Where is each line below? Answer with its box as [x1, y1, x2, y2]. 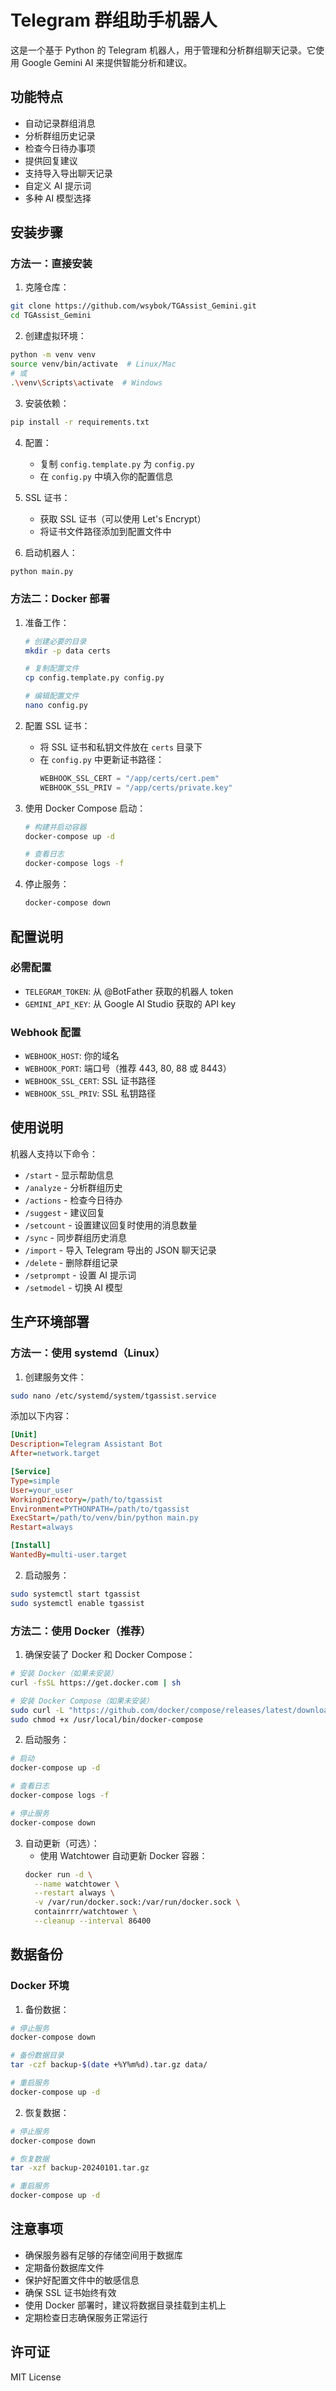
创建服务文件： [24, 1371, 87, 1383]
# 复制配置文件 [24, 664, 80, 674]
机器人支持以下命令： [10, 1147, 98, 1160]
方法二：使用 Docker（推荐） [10, 1624, 152, 1638]
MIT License [10, 2371, 62, 2383]
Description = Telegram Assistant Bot [10, 1439, 163, 1450]
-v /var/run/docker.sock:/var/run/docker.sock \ [34, 1897, 241, 1908]
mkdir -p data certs [24, 646, 111, 656]
